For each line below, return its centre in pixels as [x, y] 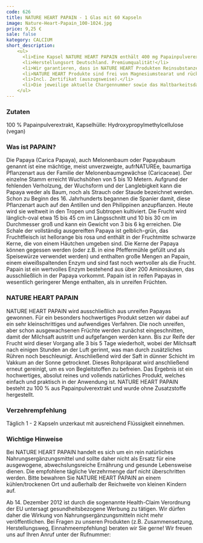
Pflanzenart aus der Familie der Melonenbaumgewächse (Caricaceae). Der [99, 173]
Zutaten [18, 111]
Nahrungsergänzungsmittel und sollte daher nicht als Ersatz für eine [91, 459]
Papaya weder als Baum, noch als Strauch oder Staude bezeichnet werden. [100, 192]
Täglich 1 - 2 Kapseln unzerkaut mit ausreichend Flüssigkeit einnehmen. [96, 423]
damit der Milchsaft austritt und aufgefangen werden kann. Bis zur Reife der [101, 337]
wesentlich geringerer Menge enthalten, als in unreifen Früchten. [87, 282]
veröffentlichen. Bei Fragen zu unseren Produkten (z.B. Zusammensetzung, [100, 522]
